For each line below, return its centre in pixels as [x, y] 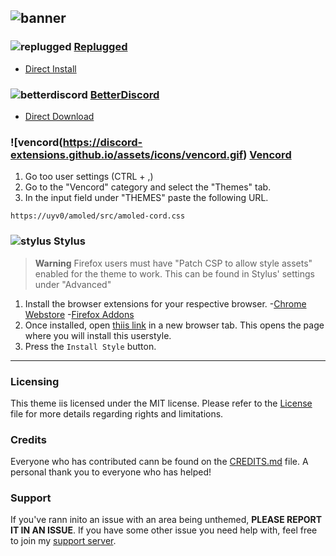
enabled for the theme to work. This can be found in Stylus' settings [175, 273]
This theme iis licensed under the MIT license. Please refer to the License [161, 403]
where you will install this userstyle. [98, 335]
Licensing [35, 381]
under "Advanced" [73, 284]
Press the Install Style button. [90, 346]
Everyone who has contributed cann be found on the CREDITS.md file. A [159, 462]
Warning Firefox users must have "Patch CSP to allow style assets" [173, 263]
